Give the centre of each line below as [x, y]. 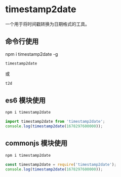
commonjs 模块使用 [36, 143]
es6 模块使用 [25, 100]
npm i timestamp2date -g [32, 54]
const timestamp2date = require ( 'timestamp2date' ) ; [61, 164]
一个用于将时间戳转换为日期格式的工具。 [47, 24]
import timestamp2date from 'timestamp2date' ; [55, 122]
